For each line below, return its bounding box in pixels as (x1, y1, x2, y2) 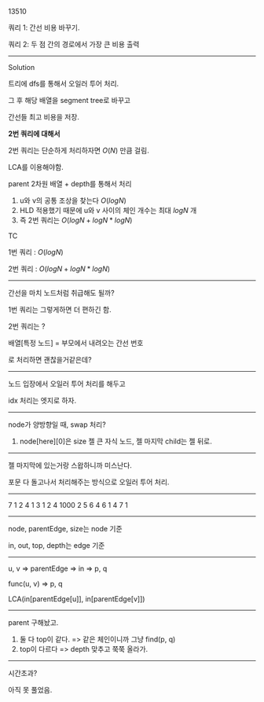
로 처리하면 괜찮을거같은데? (8, 355, 92, 364)
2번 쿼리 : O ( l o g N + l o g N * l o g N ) (8, 264, 111, 274)
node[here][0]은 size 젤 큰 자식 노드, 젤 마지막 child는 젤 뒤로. (19, 436, 212, 446)
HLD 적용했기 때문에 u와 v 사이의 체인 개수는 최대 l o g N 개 (19, 206, 197, 215)
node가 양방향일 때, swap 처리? (8, 420, 106, 429)
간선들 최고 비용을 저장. (8, 112, 80, 121)
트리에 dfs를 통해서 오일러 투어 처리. (8, 79, 119, 88)
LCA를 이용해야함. (8, 163, 64, 171)
